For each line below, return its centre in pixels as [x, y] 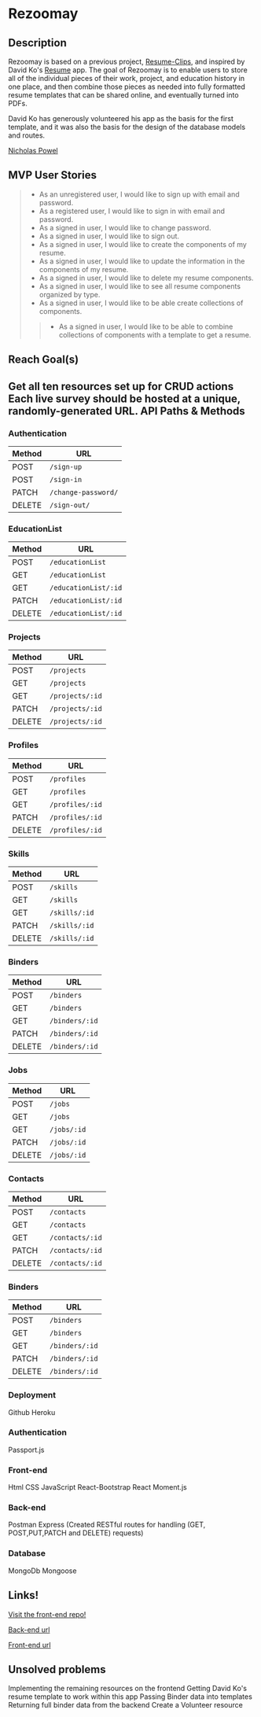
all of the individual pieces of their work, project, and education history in [127, 78]
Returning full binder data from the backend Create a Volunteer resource [126, 1705]
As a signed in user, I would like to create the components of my [143, 244]
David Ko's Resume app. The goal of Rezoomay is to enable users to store [128, 70]
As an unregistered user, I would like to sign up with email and [139, 194]
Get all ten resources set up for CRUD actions [121, 386]
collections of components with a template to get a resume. [155, 334]
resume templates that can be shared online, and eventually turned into [123, 95]
